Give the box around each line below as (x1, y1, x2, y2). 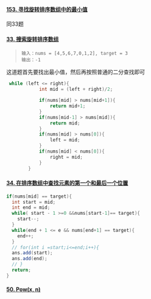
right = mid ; (49, 154, 83, 160)
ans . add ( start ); (12, 250, 53, 256)
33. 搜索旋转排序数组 (6, 35, 59, 43)
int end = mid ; (12, 204, 51, 211)
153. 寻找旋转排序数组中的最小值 (6, 5, 88, 13)
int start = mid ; (12, 199, 56, 205)
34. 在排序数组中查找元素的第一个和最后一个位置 (6, 179, 128, 187)
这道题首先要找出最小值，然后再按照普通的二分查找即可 (6, 68, 145, 76)
